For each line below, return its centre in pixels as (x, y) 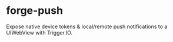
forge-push (35, 11)
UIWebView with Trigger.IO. (39, 32)
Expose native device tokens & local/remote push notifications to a (87, 26)
